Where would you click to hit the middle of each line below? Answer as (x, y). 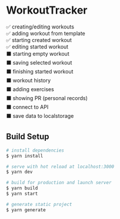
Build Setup (28, 137)
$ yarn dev (19, 172)
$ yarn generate (26, 210)
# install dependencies (35, 150)
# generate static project (39, 204)
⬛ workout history (29, 80)
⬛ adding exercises (30, 89)
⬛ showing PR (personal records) (47, 98)
